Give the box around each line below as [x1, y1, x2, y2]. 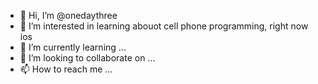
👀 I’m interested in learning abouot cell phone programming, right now [19, 20, 309, 32]
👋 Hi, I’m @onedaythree [19, 10, 118, 21]
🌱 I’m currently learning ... [19, 41, 127, 53]
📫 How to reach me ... [19, 63, 113, 75]
